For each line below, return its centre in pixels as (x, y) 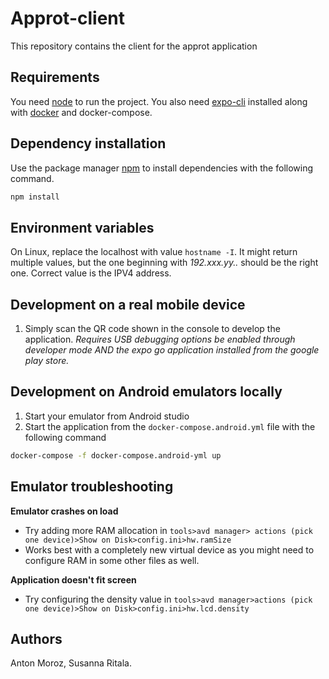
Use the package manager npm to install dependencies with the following (162, 168)
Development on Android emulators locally (146, 392)
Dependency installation (88, 143)
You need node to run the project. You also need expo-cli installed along (159, 101)
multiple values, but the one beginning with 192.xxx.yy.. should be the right (164, 263)
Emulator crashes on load (64, 511)
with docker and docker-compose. (81, 112)
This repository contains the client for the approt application (134, 46)
